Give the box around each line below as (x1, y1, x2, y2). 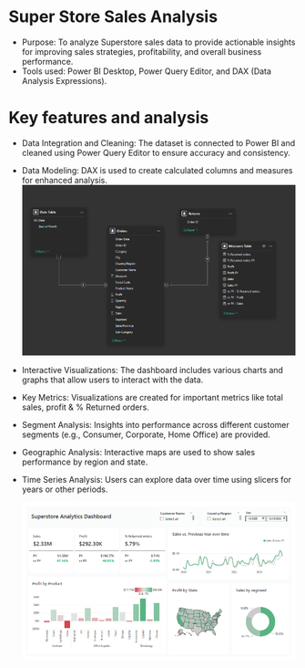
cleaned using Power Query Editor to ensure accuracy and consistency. (21, 147, 290, 158)
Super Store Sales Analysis (8, 6, 219, 27)
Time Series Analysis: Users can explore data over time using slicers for (21, 474, 292, 485)
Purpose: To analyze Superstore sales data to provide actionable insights (21, 37, 296, 47)
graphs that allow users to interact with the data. (21, 374, 204, 385)
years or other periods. (21, 484, 108, 495)
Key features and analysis (8, 108, 209, 129)
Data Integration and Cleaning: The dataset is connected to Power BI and (21, 137, 296, 148)
